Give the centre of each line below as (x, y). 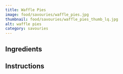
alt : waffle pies (23, 24)
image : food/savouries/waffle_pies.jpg (47, 15)
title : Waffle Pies (26, 10)
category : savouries (27, 29)
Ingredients (24, 49)
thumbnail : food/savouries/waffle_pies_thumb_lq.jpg (62, 19)
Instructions (25, 66)
